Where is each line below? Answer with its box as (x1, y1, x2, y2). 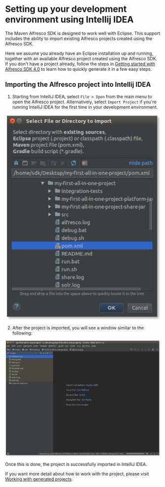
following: (12, 330, 33, 336)
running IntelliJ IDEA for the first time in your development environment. (12, 104, 158, 110)
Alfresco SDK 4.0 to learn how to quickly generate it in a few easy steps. (5, 66, 152, 72)
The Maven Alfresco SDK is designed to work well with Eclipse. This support (5, 30, 160, 36)
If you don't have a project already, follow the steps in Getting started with (5, 61, 155, 67)
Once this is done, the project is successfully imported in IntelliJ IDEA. (5, 461, 147, 467)
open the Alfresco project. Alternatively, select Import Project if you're (12, 99, 157, 105)
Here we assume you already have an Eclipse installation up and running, (5, 50, 154, 56)
